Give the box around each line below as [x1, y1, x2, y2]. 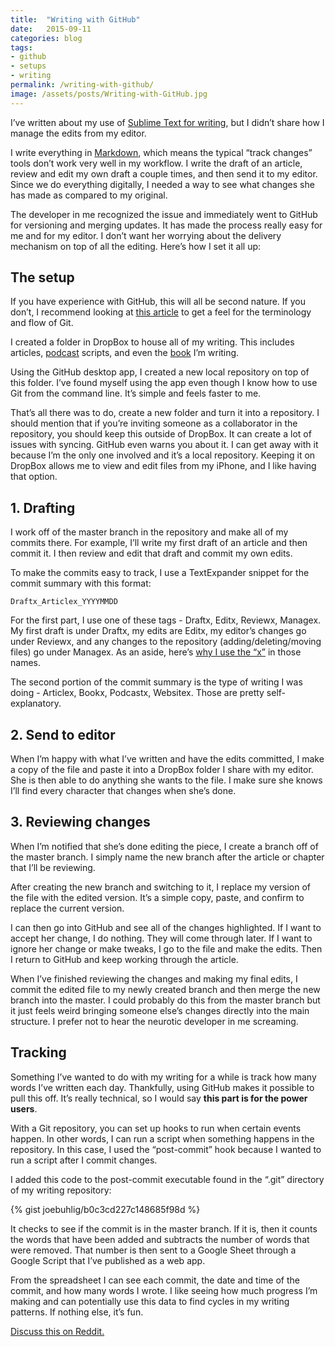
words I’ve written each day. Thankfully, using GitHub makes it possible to [10, 1081, 315, 1093]
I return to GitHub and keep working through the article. [10, 953, 239, 965]
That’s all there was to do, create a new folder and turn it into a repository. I [10, 407, 320, 419]
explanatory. [10, 697, 62, 710]
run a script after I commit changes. [10, 1154, 158, 1166]
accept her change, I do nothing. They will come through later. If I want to [10, 932, 313, 944]
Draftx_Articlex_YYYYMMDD [10, 597, 118, 607]
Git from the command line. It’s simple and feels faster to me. [10, 387, 262, 400]
